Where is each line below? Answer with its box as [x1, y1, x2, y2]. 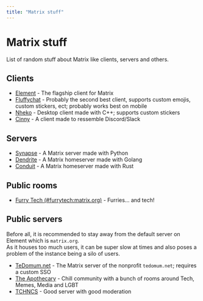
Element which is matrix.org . [6, 237, 79, 244]
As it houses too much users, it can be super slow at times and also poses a [6, 243, 197, 251]
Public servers [6, 214, 63, 225]
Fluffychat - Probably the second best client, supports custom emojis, [15, 96, 191, 103]
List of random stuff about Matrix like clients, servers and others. [6, 56, 169, 63]
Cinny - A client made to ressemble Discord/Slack [15, 116, 141, 123]
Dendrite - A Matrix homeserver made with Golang [15, 156, 143, 163]
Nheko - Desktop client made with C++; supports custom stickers [15, 109, 180, 116]
